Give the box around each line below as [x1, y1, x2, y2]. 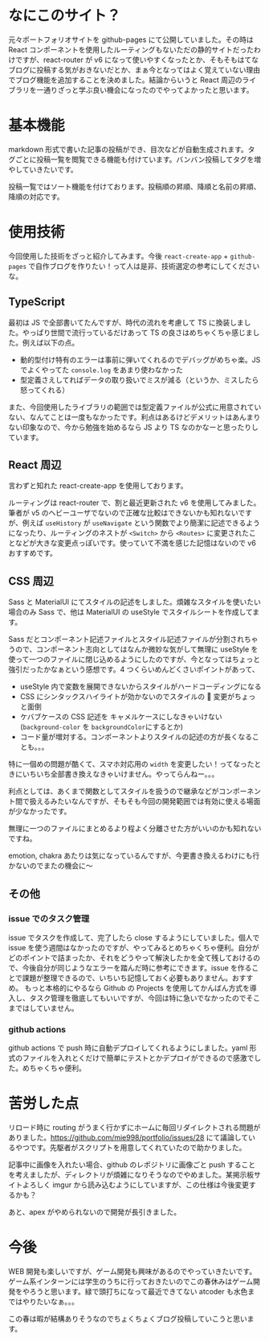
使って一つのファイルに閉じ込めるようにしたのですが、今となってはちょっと [8, 655, 261, 664]
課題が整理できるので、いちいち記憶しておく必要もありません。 [22, 973, 233, 983]
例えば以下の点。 [22, 337, 79, 347]
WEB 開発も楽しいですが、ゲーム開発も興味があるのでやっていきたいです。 [8, 1267, 257, 1277]
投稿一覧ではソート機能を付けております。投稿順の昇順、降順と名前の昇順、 [8, 181, 261, 191]
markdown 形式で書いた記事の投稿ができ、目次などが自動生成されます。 [8, 144, 248, 154]
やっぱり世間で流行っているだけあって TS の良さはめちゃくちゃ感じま [22, 327, 253, 337]
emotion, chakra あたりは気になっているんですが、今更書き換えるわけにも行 [8, 851, 260, 861]
